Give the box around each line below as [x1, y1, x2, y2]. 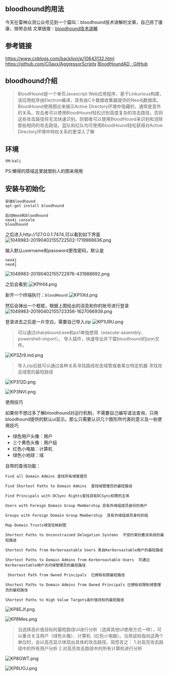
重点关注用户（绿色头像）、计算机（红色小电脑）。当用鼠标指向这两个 [22, 633, 164, 639]
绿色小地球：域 [12, 452, 44, 458]
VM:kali [5, 158, 22, 164]
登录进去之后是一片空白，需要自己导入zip [5, 319, 91, 325]
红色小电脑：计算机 [12, 446, 53, 452]
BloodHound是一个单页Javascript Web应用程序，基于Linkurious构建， [17, 91, 164, 97]
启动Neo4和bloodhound [5, 213, 48, 218]
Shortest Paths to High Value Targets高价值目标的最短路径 [5, 597, 125, 603]
